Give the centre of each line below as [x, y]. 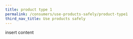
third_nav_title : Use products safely [45, 19]
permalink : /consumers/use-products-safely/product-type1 [66, 14]
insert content [19, 33]
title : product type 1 [29, 10]
